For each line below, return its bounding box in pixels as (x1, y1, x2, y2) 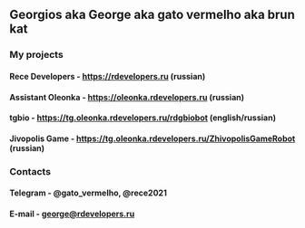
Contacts (9, 165, 52, 177)
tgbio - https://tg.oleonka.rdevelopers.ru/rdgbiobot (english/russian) (9, 112, 277, 123)
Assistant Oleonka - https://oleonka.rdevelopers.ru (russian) (9, 91, 245, 102)
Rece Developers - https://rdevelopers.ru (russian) (9, 71, 206, 81)
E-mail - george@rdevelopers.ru (9, 208, 135, 219)
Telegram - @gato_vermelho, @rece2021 (9, 187, 168, 198)
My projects (9, 49, 64, 62)
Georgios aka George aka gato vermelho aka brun (9, 7, 295, 23)
